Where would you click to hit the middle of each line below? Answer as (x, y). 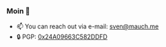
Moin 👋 (18, 11)
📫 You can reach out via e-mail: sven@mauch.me (87, 26)
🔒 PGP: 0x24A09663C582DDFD (62, 37)
